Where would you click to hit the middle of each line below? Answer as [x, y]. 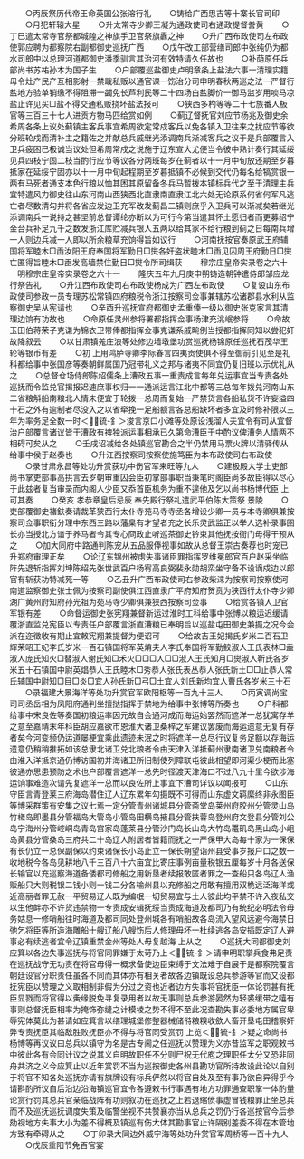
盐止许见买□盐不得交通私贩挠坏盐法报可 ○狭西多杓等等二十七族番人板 [148, 104]
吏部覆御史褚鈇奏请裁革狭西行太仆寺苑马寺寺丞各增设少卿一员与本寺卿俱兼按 [152, 511]
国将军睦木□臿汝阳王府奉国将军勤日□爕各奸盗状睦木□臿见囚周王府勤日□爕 [151, 251]
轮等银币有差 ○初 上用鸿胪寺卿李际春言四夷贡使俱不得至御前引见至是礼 [150, 353]
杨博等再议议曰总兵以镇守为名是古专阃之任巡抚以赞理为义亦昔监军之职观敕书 [152, 1043]
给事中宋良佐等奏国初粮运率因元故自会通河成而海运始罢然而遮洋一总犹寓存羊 [152, 715]
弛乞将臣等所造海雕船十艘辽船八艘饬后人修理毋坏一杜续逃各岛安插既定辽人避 [152, 930]
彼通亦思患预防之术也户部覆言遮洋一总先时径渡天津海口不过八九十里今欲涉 [148, 771]
